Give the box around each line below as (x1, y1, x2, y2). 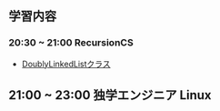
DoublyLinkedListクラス (21, 58, 111, 69)
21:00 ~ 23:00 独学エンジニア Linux (8, 87, 212, 103)
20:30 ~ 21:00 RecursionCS (8, 36, 134, 49)
